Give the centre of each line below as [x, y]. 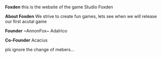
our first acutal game [26, 21]
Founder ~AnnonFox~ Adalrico [36, 31]
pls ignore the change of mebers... [40, 50]
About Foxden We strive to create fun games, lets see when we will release [81, 16]
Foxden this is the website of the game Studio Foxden [59, 7]
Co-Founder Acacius [26, 40]
